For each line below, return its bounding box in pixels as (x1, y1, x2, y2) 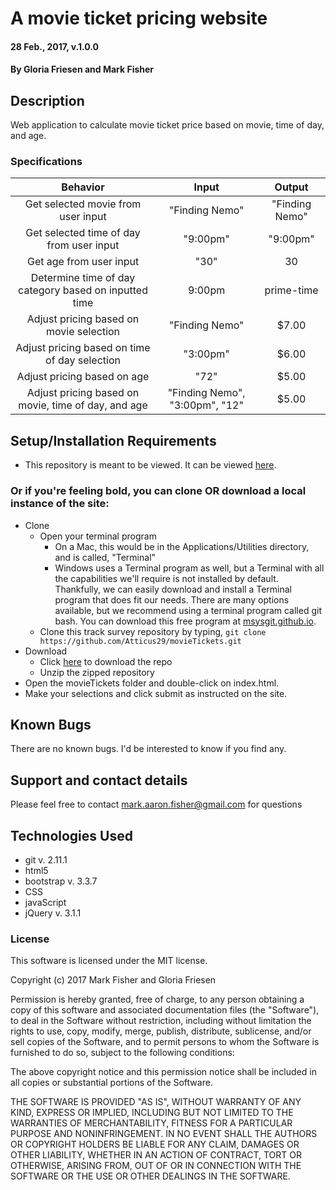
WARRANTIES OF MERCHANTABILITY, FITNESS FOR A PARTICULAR (10, 1117, 293, 1129)
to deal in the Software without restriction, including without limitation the (10, 1015, 312, 1027)
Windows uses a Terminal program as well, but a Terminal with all (54, 562, 325, 574)
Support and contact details (10, 772, 188, 789)
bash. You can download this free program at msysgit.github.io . (54, 615, 317, 627)
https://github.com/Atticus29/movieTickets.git (39, 636, 242, 646)
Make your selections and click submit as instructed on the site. (24, 687, 288, 699)
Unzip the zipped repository (39, 666, 155, 678)
